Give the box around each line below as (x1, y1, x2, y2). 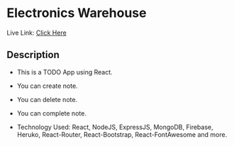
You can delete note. (16, 95, 78, 103)
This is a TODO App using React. (16, 67, 113, 76)
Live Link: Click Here (6, 28, 67, 37)
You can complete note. (16, 108, 87, 118)
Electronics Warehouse (6, 5, 147, 21)
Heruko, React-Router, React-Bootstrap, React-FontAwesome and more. (16, 130, 228, 139)
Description (6, 49, 60, 61)
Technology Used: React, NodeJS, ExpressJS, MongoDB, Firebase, (16, 123, 213, 131)
